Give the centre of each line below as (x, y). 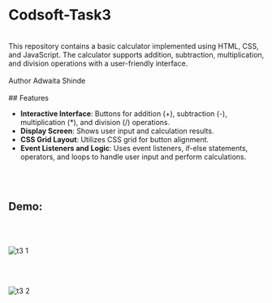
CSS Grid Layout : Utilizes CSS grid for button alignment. (114, 139)
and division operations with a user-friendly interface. (98, 63)
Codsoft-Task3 (60, 15)
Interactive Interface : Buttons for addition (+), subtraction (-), (123, 113)
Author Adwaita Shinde (47, 80)
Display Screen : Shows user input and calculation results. (117, 131)
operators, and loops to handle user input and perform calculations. (133, 157)
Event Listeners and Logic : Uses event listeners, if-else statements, (134, 148)
